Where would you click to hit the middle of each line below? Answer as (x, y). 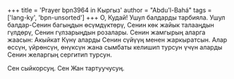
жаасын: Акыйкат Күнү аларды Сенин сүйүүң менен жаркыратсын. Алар (117, 40)
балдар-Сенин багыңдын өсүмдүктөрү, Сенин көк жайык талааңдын (111, 25)
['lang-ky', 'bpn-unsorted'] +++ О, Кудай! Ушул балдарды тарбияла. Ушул (116, 17)
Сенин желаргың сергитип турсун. (60, 55)
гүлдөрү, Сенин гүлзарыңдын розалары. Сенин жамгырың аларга (106, 32)
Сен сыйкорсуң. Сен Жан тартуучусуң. (66, 68)
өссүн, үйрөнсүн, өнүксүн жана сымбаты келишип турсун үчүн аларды (115, 47)
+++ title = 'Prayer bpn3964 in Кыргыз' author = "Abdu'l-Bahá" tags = (110, 10)
